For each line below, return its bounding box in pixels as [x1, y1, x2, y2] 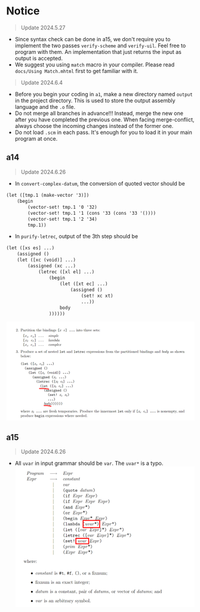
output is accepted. [14, 54, 63, 62]
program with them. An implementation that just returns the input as [14, 48, 182, 55]
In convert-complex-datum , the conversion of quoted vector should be [14, 179, 185, 187]
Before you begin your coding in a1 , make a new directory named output [14, 90, 193, 98]
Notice [6, 4, 40, 18]
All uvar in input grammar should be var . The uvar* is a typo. [14, 459, 164, 467]
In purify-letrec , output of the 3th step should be [14, 232, 139, 240]
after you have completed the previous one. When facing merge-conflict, [14, 115, 195, 123]
